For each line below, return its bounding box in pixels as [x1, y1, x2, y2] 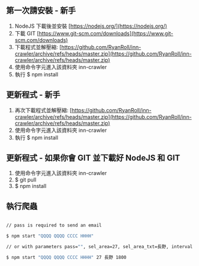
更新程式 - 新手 [6, 90, 60, 100]
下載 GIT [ [14, 30, 40, 37]
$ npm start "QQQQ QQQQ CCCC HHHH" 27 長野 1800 [6, 254, 127, 260]
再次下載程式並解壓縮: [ [14, 106, 72, 113]
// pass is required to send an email [6, 222, 102, 229]
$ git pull [14, 176, 37, 183]
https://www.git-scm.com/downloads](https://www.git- [38, 30, 174, 37]
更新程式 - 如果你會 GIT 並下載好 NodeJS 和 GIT [6, 153, 181, 163]
